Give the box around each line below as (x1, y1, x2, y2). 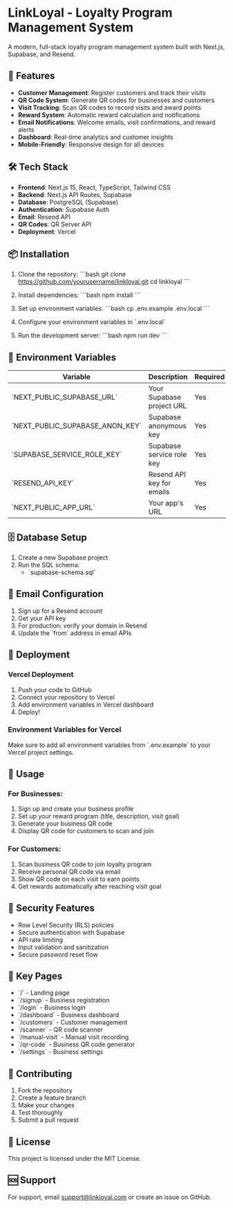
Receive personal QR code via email (17, 867, 121, 875)
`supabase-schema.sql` (28, 568, 96, 576)
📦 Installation (8, 248, 70, 260)
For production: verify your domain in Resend (17, 621, 147, 630)
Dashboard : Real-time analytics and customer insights (17, 133, 174, 141)
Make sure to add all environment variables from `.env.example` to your (8, 741, 211, 749)
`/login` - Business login (17, 1003, 86, 1012)
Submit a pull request (17, 1116, 79, 1124)
